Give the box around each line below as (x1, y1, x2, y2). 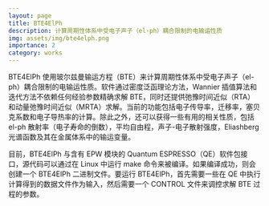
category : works (8, 49, 63, 57)
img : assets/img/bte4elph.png (8, 34, 110, 42)
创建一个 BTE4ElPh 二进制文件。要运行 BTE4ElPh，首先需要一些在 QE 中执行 (8, 169, 261, 179)
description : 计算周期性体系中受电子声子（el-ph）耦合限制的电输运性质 (8, 26, 223, 34)
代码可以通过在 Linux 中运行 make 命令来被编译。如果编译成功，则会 (29, 160, 256, 168)
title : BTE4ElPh (8, 19, 63, 27)
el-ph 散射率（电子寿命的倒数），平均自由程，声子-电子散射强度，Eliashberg (8, 122, 259, 131)
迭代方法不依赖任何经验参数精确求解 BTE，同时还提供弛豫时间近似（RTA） (8, 92, 255, 101)
